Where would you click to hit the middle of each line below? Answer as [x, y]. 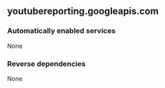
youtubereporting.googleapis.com [83, 11]
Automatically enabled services [61, 31]
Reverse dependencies [46, 63]
